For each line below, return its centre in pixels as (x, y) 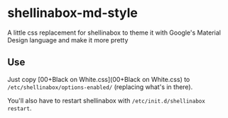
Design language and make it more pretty (68, 40)
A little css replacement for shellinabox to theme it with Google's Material (114, 33)
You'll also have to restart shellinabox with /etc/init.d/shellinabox (107, 100)
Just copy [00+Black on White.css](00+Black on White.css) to (99, 79)
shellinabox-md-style (73, 13)
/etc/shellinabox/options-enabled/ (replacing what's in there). (100, 87)
